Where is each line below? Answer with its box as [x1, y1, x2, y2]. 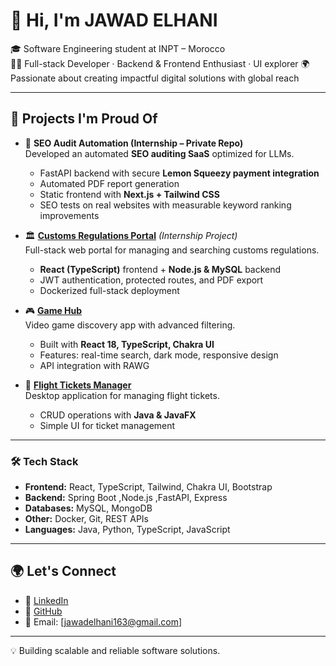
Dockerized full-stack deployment [39, 284, 180, 296]
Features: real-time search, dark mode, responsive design [39, 349, 279, 361]
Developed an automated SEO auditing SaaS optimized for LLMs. [24, 147, 295, 159]
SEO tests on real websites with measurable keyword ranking [39, 199, 292, 211]
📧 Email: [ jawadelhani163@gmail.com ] [24, 615, 183, 628]
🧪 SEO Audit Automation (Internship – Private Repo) [24, 137, 244, 149]
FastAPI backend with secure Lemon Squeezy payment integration [39, 167, 320, 179]
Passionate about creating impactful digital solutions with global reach [10, 72, 300, 84]
